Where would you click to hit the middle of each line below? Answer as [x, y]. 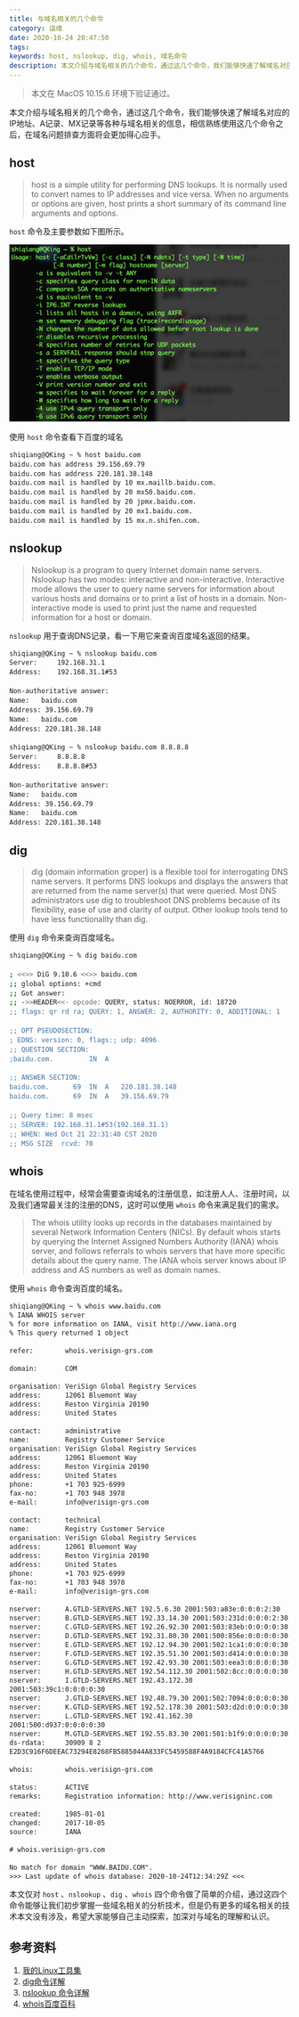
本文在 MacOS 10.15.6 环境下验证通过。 [103, 93]
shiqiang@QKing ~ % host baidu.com [75, 454]
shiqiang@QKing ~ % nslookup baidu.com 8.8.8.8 [99, 747]
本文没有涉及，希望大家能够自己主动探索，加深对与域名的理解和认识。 [145, 1916]
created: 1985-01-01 [57, 1814]
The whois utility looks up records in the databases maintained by [152, 1223]
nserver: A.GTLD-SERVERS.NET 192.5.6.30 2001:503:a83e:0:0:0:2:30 [145, 1609]
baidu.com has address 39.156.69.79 [77, 464]
